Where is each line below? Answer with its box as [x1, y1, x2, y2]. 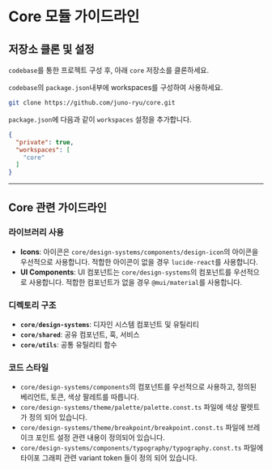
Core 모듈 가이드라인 [8, 7, 140, 26]
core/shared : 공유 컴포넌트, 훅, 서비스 [19, 330, 140, 339]
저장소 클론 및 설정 [8, 42, 95, 56]
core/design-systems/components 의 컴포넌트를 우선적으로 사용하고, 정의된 [19, 382, 257, 392]
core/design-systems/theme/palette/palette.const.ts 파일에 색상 [19, 403, 239, 412]
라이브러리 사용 [8, 226, 65, 238]
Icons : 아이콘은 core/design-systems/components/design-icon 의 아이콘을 [19, 247, 259, 257]
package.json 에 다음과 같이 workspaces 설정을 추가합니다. [8, 114, 192, 124]
